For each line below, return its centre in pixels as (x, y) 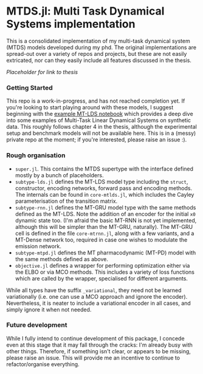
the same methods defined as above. (61, 259)
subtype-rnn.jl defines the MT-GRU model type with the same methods (105, 207)
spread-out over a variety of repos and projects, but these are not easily (97, 53)
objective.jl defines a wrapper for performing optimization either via (102, 265)
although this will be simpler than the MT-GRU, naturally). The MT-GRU (104, 226)
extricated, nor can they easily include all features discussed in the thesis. (99, 60)
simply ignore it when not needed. (49, 309)
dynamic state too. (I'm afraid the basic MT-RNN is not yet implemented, (106, 220)
